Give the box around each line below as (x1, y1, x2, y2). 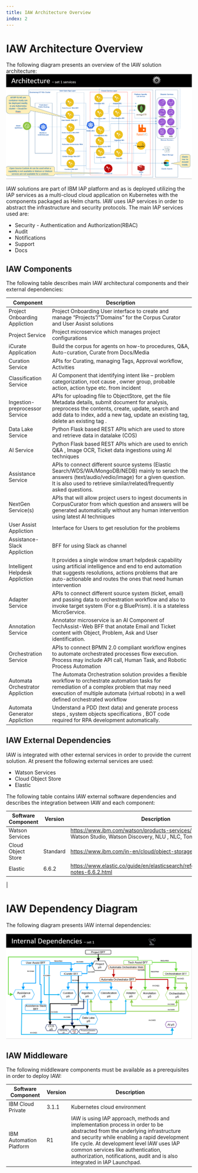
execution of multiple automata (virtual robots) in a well (52, 689, 186, 696)
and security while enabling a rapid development (71, 1133, 189, 1141)
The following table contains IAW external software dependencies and (6, 792, 177, 800)
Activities (52, 363, 75, 371)
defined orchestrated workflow (52, 696, 127, 703)
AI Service (8, 446, 34, 454)
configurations (52, 335, 87, 342)
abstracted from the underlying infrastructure (71, 1127, 181, 1134)
